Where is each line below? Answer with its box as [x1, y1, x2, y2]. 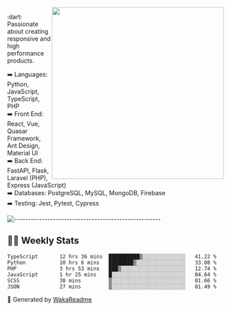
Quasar [7, 127, 28, 135]
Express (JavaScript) [7, 181, 67, 189]
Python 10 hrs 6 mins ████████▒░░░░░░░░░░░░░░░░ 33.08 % [7, 259, 217, 266]
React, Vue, [7, 120, 40, 128]
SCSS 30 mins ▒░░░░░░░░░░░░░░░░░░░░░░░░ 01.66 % [7, 277, 217, 284]
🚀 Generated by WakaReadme [7, 295, 92, 303]
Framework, [7, 134, 41, 142]
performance [7, 49, 45, 57]
